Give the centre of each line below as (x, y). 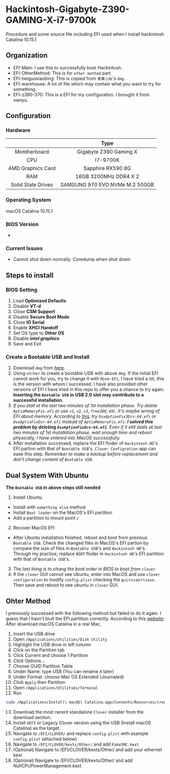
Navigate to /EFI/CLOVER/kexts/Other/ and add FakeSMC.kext (76, 744)
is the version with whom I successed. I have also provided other (80, 384)
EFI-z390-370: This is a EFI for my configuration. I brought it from (81, 94)
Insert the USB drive (34, 634)
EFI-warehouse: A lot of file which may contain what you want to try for (87, 84)
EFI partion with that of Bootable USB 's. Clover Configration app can (84, 449)
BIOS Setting (21, 290)
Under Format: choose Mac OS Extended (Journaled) (68, 677)
